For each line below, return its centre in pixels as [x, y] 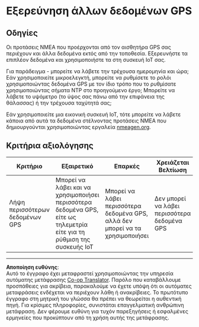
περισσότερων [30, 209]
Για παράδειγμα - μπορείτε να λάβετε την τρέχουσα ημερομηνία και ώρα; [98, 71]
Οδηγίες [22, 33]
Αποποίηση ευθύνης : [33, 267]
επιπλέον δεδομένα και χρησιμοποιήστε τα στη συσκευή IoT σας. [86, 60]
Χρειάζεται [173, 162]
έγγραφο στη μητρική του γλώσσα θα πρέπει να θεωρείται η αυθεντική [94, 298]
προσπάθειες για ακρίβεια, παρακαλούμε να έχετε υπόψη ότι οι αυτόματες [99, 286]
